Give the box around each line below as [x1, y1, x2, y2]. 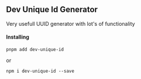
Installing [6, 33, 29, 40]
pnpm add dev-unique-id [6, 47, 64, 53]
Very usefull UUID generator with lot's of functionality [6, 20, 136, 27]
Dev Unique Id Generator [6, 5, 98, 15]
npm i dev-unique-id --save [6, 68, 75, 74]
